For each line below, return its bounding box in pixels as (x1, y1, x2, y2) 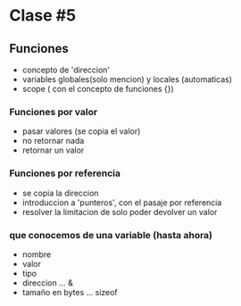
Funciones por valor (9, 105, 98, 118)
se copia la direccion (21, 187, 99, 198)
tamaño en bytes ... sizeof (21, 286, 118, 297)
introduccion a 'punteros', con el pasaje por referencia (21, 197, 222, 208)
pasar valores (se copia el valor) (21, 126, 141, 136)
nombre (21, 249, 52, 260)
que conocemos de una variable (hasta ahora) (9, 228, 212, 241)
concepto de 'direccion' (21, 64, 111, 75)
